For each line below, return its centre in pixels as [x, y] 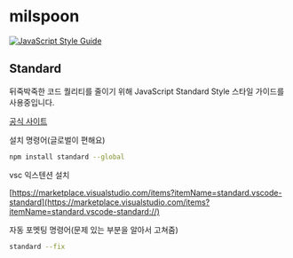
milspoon [44, 16]
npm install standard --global [67, 157]
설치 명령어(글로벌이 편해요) [57, 140]
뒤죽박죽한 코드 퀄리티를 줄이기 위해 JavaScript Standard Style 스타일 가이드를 [147, 91]
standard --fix [37, 246]
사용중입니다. [32, 102]
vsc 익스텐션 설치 [40, 175]
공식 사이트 [28, 121]
